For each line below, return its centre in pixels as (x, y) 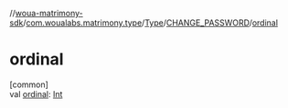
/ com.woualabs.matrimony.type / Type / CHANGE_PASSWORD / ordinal (150, 23)
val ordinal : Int (36, 93)
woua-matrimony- (49, 13)
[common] (29, 84)
